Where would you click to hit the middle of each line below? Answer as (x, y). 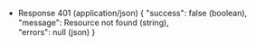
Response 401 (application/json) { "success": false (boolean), (133, 13)
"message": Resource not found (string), (93, 23)
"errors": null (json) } (57, 32)
